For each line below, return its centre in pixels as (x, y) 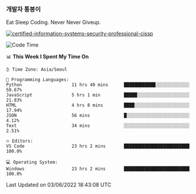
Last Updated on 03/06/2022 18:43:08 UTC (59, 185)
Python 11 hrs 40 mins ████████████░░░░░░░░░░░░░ (98, 85)
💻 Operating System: (32, 162)
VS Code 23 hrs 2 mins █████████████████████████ (98, 146)
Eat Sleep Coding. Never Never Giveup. (54, 22)
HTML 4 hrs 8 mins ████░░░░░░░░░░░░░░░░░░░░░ (98, 105)
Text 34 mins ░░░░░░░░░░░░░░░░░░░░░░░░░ (98, 126)
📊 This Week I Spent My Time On (47, 57)
